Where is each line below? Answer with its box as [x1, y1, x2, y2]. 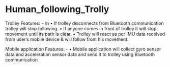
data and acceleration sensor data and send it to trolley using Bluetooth [5, 51, 155, 57]
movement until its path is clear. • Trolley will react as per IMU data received [5, 31, 165, 37]
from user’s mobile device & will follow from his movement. [5, 36, 129, 42]
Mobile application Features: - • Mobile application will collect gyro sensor [5, 46, 161, 52]
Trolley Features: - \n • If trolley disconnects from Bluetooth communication [5, 20, 164, 26]
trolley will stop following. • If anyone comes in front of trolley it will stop [5, 25, 157, 31]
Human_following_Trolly [5, 4, 109, 15]
